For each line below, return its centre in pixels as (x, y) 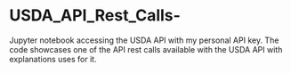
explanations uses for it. (53, 59)
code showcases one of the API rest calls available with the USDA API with (146, 49)
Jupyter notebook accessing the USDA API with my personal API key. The (144, 40)
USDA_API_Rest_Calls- (95, 16)
